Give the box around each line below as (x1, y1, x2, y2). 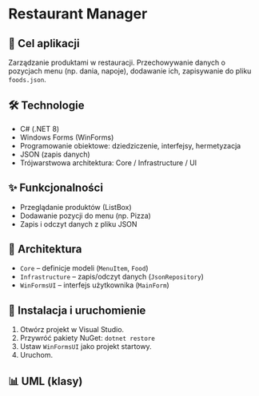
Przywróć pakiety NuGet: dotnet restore (19, 333, 156, 343)
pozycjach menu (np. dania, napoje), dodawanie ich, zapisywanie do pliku (8, 66, 252, 76)
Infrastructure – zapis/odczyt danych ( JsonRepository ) (19, 272, 204, 282)
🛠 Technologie (8, 99, 85, 113)
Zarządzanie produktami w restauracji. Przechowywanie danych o (8, 57, 226, 67)
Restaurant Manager (8, 5, 148, 23)
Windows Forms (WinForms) (19, 133, 114, 142)
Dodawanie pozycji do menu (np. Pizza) (19, 211, 152, 220)
